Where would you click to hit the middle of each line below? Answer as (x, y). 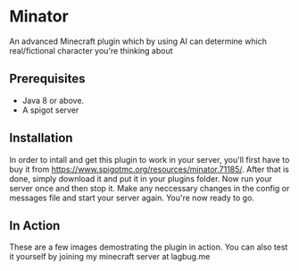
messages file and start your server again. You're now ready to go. (132, 198)
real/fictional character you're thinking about (91, 50)
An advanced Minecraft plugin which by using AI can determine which (138, 41)
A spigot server (50, 110)
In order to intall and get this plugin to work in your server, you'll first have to (149, 159)
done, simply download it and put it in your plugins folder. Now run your (141, 178)
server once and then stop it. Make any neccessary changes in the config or (149, 188)
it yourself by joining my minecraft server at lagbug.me (110, 257)
